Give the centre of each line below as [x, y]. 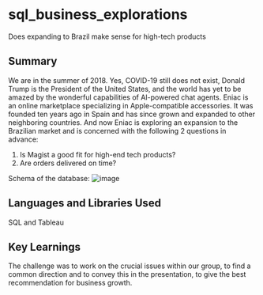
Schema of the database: [49, 178]
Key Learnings [45, 247]
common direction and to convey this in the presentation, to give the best [127, 274]
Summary [33, 61]
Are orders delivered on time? [68, 163]
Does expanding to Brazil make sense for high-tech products [107, 36]
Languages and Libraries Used [85, 203]
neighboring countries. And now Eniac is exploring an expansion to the [123, 122]
